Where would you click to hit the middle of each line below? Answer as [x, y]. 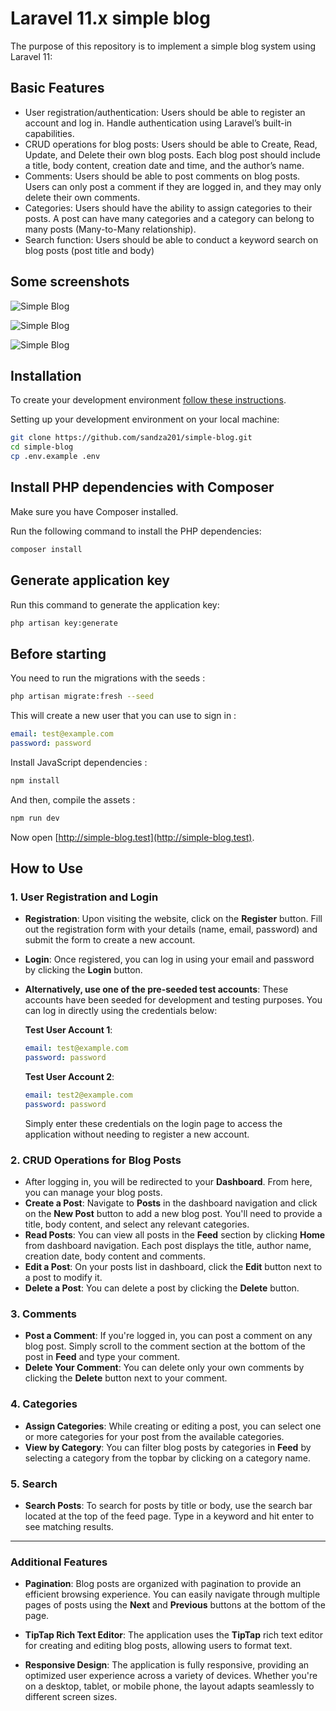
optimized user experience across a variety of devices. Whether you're [171, 1676]
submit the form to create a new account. [110, 940]
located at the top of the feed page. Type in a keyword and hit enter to [169, 1516]
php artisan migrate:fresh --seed [82, 697]
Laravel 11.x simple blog [110, 18]
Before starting [58, 653]
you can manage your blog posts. [93, 1193]
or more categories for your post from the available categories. [154, 1436]
